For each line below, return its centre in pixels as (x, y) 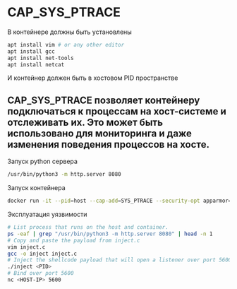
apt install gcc (31, 51)
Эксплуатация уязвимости (47, 214)
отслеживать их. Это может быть (85, 122)
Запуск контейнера (36, 188)
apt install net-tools (41, 58)
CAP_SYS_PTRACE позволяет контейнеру (104, 100)
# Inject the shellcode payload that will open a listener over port (112, 260)
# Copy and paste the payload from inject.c (74, 240)
